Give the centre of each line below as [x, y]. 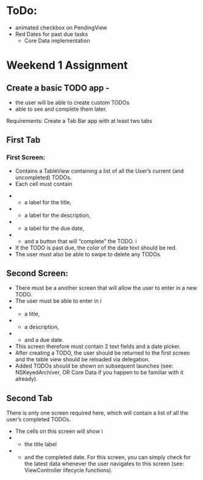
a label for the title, [48, 202]
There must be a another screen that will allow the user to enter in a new [106, 288]
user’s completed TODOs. [39, 419]
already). [26, 379]
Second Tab [30, 398]
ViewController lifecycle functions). [68, 470]
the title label [40, 445]
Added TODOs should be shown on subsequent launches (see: [94, 366]
